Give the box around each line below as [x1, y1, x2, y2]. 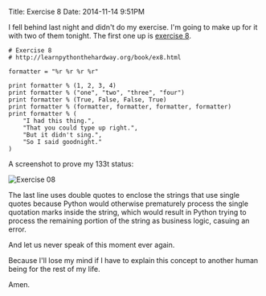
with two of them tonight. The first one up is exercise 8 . [8, 31, 191, 40]
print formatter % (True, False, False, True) [8, 96, 167, 104]
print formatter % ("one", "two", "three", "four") [8, 88, 185, 97]
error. [8, 224, 27, 234]
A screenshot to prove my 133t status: [8, 159, 134, 168]
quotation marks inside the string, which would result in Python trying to [8, 208, 247, 216]
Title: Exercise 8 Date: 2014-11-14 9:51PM [8, 7, 145, 16]
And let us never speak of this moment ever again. [8, 240, 175, 249]
